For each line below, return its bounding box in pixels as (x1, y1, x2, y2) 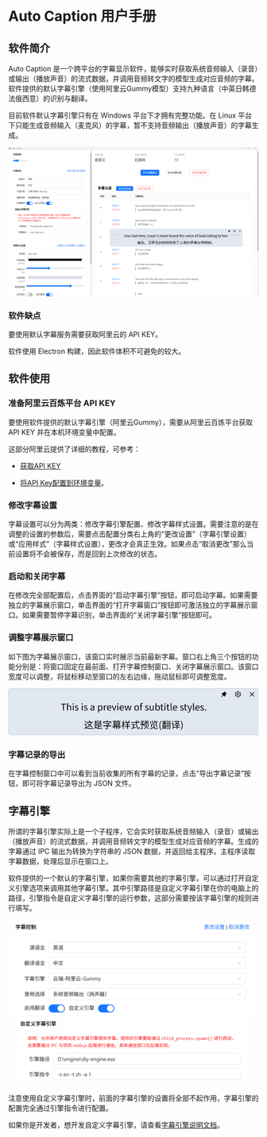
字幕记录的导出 (8, 748, 66, 760)
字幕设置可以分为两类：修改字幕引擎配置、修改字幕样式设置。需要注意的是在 (8, 520, 259, 528)
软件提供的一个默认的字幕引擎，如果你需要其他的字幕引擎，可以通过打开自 (8, 873, 252, 883)
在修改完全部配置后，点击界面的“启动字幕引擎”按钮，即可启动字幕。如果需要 (8, 590, 258, 600)
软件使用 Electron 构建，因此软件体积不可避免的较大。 (8, 346, 186, 356)
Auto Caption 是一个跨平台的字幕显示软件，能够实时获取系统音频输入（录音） (8, 64, 258, 73)
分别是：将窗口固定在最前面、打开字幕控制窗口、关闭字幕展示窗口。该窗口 (14, 661, 259, 671)
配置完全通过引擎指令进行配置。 (8, 1103, 113, 1112)
